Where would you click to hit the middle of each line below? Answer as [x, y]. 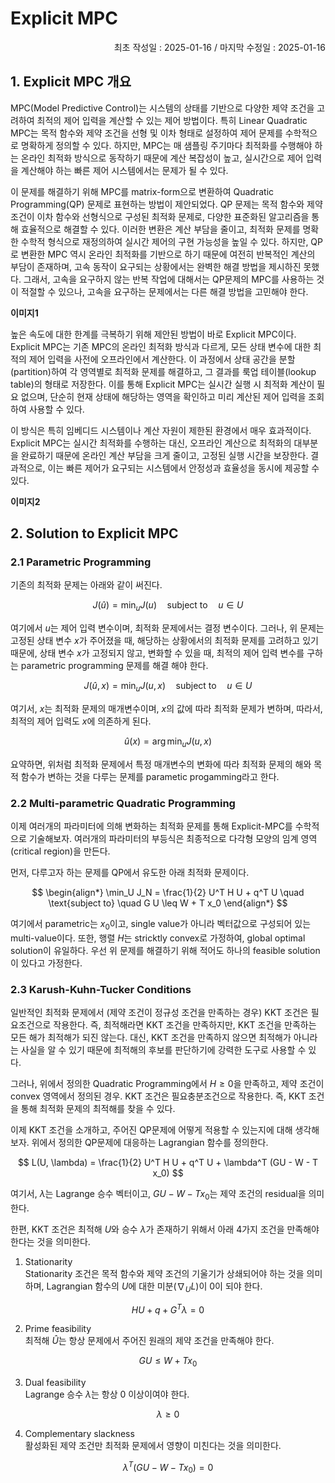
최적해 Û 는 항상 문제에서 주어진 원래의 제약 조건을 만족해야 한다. [149, 1341]
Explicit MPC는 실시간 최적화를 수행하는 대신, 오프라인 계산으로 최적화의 [151, 443]
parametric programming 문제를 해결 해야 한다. [114, 666]
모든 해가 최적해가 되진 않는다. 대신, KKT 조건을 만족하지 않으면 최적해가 [151, 1038]
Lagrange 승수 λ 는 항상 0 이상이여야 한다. [107, 1394]
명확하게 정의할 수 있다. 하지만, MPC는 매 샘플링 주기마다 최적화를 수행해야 [166, 145]
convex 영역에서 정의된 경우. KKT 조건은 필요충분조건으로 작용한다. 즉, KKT [158, 1096]
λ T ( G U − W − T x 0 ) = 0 [168, 1468]
